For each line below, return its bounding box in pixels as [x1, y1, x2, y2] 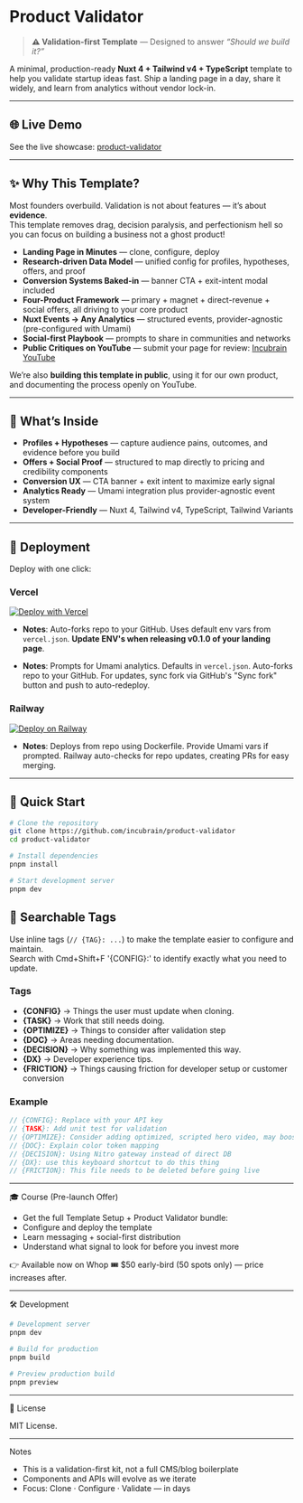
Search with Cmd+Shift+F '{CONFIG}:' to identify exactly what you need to [9, 953, 287, 963]
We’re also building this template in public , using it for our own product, [9, 369, 279, 380]
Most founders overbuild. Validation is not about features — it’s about [9, 200, 267, 211]
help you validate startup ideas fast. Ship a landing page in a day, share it [9, 72, 281, 83]
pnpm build [9, 1353, 50, 1362]
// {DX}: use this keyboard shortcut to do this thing [9, 1158, 220, 1167]
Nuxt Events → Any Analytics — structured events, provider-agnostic [22, 314, 284, 324]
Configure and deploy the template [22, 1222, 152, 1233]
